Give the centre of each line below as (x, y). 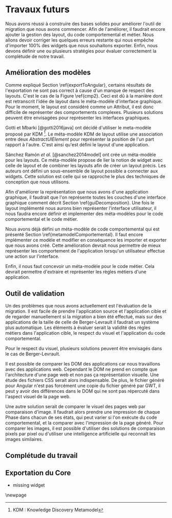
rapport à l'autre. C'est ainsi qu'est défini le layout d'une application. (77, 145)
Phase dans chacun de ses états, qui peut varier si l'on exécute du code (81, 417)
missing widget (29, 485)
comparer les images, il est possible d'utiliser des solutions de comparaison (85, 428)
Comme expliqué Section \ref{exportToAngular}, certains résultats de (78, 85)
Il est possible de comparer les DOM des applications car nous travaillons (83, 364)
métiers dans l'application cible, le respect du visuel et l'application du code (85, 333)
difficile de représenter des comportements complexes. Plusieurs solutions (84, 112)
